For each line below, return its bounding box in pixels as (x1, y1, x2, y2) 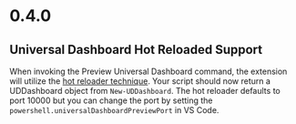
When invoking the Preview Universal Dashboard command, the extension (9, 66, 288, 77)
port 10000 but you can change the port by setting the (9, 95, 213, 106)
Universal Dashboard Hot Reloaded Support (9, 42, 263, 57)
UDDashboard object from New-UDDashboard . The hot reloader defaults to (9, 86, 281, 96)
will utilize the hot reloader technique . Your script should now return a (9, 76, 271, 87)
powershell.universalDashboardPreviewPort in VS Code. (9, 105, 219, 115)
